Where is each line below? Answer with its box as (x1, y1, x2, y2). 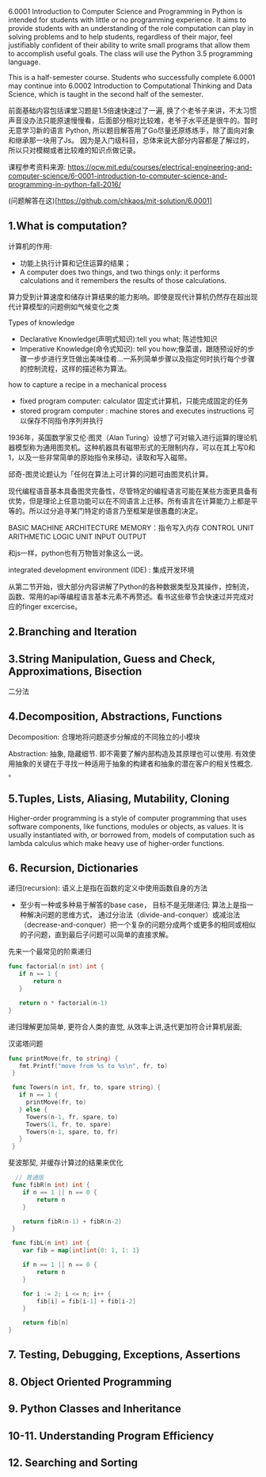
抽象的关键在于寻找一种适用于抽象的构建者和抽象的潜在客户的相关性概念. (14, 759, 253, 768)
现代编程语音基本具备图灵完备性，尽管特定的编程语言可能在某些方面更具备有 (8, 486, 258, 496)
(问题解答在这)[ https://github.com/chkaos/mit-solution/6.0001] (8, 196, 212, 205)
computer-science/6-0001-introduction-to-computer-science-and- (8, 171, 228, 181)
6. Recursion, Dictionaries (8, 862, 139, 875)
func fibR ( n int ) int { (11, 1181, 90, 1189)
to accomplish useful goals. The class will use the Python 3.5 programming (8, 49, 253, 58)
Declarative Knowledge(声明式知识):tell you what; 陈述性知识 (19, 334, 218, 343)
